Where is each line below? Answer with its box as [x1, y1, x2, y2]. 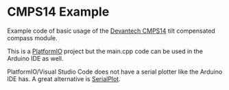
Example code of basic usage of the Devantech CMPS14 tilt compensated [7, 27, 216, 35]
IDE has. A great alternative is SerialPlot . [7, 74, 121, 82]
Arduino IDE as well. [7, 54, 64, 62]
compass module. [7, 33, 58, 42]
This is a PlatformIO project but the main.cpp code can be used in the [7, 47, 204, 55]
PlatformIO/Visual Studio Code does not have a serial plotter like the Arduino [7, 67, 223, 76]
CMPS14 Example [7, 4, 110, 20]
